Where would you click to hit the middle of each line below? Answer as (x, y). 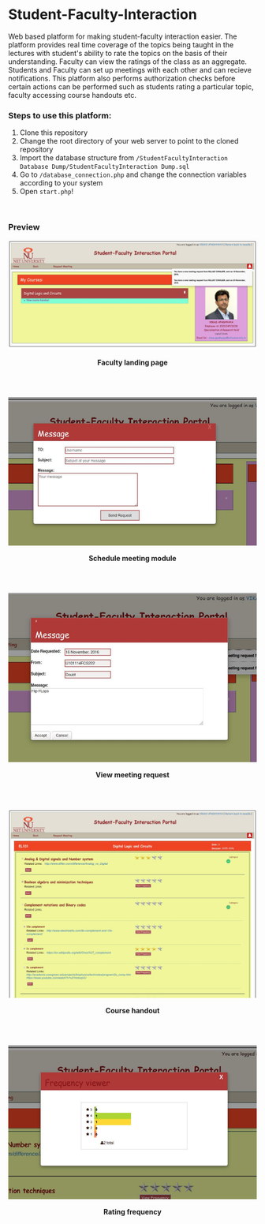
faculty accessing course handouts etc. (72, 95)
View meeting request (132, 774)
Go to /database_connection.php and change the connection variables (133, 174)
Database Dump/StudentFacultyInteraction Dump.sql (105, 167)
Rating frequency (132, 1211)
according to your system (61, 183)
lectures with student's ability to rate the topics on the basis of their (118, 53)
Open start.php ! (46, 192)
